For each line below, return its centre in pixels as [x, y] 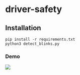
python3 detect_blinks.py [32, 44]
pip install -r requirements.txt [40, 39]
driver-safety [34, 9]
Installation [23, 28]
